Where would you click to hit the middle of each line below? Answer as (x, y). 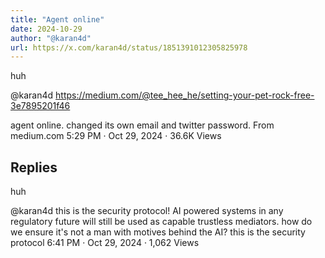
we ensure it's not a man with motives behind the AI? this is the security (158, 232)
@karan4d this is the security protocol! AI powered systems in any (147, 211)
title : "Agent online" (57, 19)
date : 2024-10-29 (46, 29)
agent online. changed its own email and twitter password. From (142, 125)
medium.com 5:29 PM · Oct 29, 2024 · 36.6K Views (116, 136)
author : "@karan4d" (51, 38)
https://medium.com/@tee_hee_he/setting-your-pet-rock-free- (185, 95)
